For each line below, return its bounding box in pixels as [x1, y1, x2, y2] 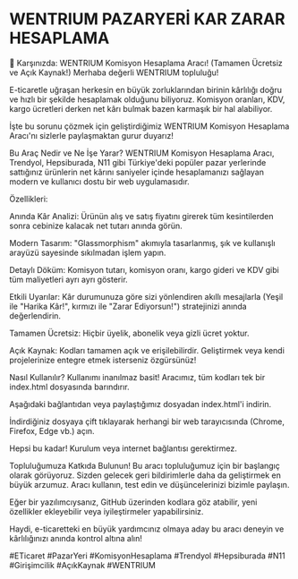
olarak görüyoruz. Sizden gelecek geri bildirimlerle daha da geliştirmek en [9, 470, 282, 481]
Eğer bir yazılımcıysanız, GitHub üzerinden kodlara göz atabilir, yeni [9, 497, 258, 507]
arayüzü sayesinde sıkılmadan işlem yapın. [9, 247, 166, 258]
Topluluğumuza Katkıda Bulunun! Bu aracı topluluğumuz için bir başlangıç [9, 460, 280, 471]
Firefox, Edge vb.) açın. [9, 425, 96, 436]
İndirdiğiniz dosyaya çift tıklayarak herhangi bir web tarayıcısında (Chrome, [9, 416, 285, 427]
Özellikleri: [9, 193, 48, 204]
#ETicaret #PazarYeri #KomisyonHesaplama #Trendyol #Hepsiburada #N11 [9, 550, 285, 561]
